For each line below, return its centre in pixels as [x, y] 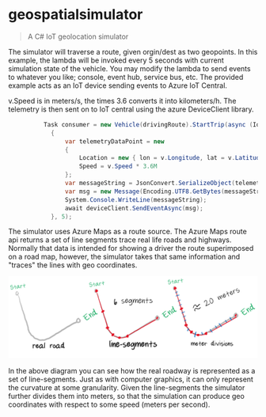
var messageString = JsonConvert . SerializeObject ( [150, 184]
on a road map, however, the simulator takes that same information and [124, 257]
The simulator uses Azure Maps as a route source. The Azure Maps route [127, 232]
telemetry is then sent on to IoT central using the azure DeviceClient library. [131, 109]
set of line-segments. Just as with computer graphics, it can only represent [131, 379]
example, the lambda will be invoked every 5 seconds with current [116, 60]
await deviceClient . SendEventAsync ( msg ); [134, 208]
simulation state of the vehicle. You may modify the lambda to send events [129, 68]
